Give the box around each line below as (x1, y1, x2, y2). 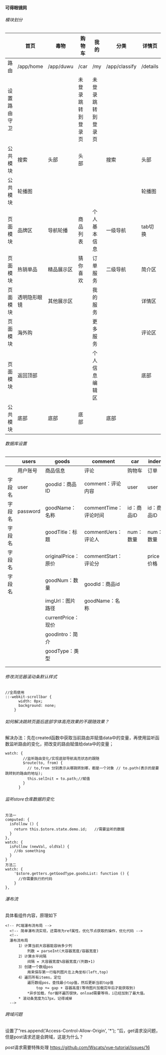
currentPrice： (45, 614, 80, 621)
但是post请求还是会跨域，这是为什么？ (5, 1034, 83, 1040)
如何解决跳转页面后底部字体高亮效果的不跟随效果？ (5, 718, 109, 724)
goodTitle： (45, 529, 73, 535)
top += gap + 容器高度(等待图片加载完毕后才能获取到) (36, 985, 136, 991)
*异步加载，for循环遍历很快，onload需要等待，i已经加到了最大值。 (27, 991, 147, 995)
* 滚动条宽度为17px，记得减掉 (18, 996, 73, 1001)
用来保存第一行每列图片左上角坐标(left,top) (27, 970, 109, 975)
